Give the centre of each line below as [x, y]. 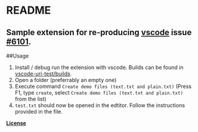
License [16, 123]
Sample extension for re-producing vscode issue [99, 32]
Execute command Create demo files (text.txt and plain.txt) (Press [103, 86]
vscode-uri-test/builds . [43, 74]
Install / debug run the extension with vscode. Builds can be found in [99, 67]
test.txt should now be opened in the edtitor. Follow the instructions [100, 105]
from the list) [30, 99]
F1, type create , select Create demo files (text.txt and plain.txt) [99, 92]
